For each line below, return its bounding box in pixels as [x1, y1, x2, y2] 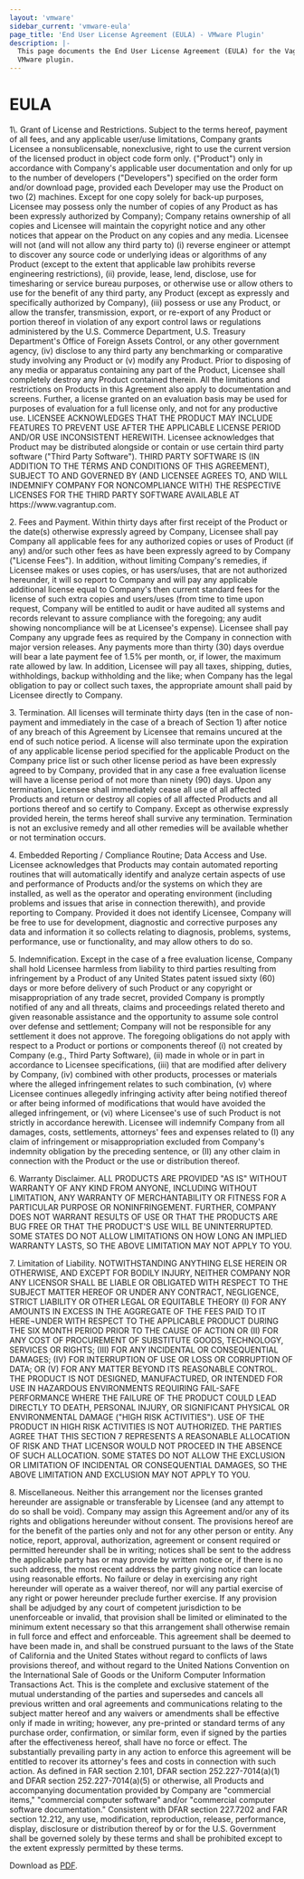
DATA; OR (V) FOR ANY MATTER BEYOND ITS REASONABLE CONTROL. [9, 1363, 278, 1374]
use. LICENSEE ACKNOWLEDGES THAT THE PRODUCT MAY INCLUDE [9, 413, 273, 423]
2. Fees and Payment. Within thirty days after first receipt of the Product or [9, 517, 288, 527]
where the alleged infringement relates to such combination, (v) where [9, 1078, 272, 1089]
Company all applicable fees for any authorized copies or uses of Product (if [9, 536, 294, 546]
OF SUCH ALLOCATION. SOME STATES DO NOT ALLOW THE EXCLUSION [9, 1449, 286, 1461]
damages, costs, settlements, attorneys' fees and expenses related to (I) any [9, 1126, 295, 1137]
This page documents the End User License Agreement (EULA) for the [17, 47, 281, 56]
